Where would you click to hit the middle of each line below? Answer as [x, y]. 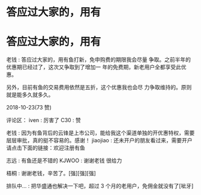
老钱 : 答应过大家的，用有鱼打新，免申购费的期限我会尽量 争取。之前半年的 [98, 60]
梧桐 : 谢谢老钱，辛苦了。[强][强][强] [51, 173]
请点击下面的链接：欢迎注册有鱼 [46, 148]
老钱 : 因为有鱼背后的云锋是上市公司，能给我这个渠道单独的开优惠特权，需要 [100, 133]
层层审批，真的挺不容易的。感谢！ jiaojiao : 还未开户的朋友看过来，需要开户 [99, 141]
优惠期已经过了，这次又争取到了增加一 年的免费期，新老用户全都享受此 [94, 67]
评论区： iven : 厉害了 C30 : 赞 [43, 120]
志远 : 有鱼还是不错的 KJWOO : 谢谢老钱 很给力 [64, 161]
